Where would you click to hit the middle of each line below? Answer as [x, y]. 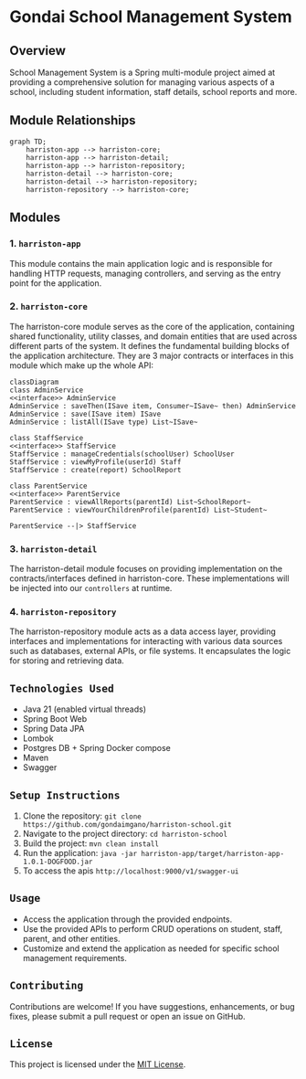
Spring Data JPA [53, 729]
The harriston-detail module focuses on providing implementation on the [146, 569]
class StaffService [47, 438]
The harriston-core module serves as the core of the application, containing [152, 326]
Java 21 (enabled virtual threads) [84, 709]
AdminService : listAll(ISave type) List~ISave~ [104, 422]
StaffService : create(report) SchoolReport [95, 470]
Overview [38, 51]
